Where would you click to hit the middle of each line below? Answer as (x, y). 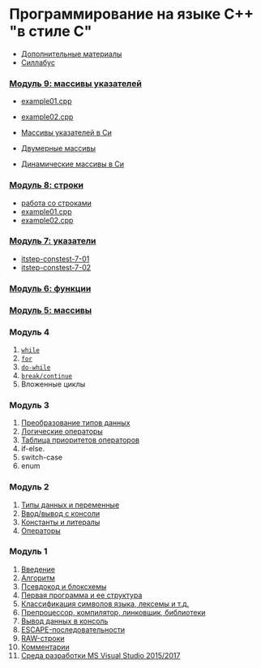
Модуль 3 (29, 405)
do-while (36, 367)
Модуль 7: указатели (53, 241)
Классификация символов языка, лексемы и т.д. (105, 603)
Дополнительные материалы (71, 54)
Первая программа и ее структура (81, 595)
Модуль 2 (29, 487)
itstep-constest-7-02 (56, 267)
